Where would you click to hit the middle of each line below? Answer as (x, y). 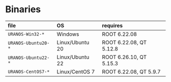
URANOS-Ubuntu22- (29, 58)
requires (112, 25)
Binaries (23, 9)
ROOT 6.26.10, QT (124, 57)
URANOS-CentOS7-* (29, 72)
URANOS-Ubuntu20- (29, 43)
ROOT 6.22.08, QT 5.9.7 (132, 71)
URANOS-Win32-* (26, 34)
